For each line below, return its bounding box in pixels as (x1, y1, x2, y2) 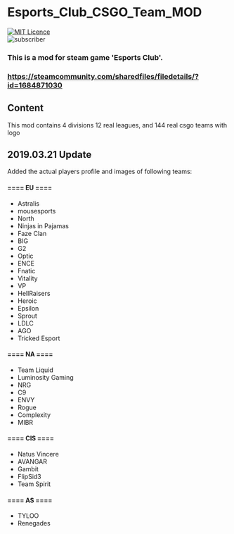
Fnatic (17, 266, 36, 275)
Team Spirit (17, 480, 51, 488)
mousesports (17, 206, 56, 215)
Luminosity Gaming (17, 373, 74, 381)
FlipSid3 (17, 473, 42, 481)
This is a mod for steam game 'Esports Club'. (7, 52, 163, 62)
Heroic (17, 297, 37, 305)
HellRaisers (17, 289, 51, 297)
